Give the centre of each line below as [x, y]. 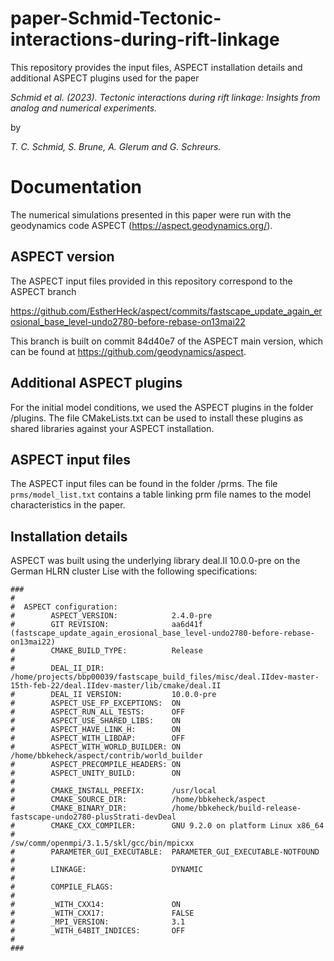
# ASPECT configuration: [64, 607]
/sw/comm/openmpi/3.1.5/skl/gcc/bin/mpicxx [102, 843]
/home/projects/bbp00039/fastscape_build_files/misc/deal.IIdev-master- [165, 677]
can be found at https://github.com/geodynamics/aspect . [128, 351]
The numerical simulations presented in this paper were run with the [151, 214]
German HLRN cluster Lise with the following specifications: [134, 571]
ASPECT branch [43, 291]
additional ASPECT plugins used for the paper [105, 78]
